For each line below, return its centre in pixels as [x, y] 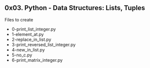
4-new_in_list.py [28, 50]
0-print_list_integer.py [34, 29]
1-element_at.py [28, 34]
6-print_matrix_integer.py [37, 60]
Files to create [19, 19]
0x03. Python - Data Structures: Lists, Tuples [75, 8]
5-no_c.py [22, 55]
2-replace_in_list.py [32, 39]
